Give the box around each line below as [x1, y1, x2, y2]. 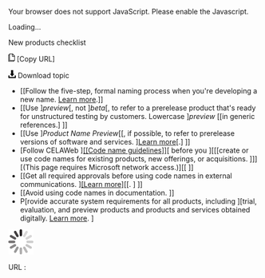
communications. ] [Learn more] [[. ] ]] [19, 180, 143, 189]
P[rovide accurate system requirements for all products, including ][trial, [19, 197, 257, 206]
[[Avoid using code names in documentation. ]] [19, 188, 175, 197]
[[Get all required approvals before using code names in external [19, 171, 233, 181]
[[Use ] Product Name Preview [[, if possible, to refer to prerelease [19, 129, 235, 138]
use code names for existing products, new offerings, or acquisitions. [19, 154, 248, 163]
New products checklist [8, 38, 86, 47]
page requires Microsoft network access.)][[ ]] [41, 163, 194, 172]
